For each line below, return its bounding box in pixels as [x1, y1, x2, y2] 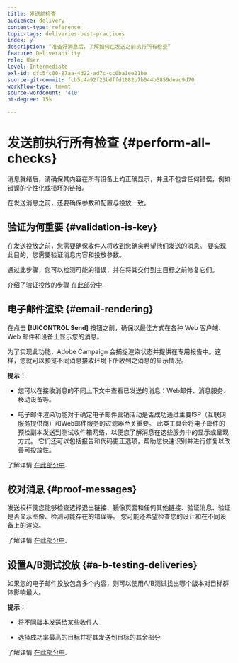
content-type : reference [7, 23, 81, 30]
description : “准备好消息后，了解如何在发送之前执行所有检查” [7, 43, 171, 50]
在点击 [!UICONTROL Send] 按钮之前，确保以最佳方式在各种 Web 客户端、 [7, 323, 225, 331]
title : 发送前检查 [7, 10, 57, 18]
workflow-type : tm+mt [7, 83, 72, 90]
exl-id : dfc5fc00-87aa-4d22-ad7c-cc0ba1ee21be [7, 69, 147, 76]
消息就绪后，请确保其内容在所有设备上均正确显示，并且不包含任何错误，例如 [7, 174, 231, 183]
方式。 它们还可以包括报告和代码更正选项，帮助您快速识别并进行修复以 [17, 436, 225, 445]
